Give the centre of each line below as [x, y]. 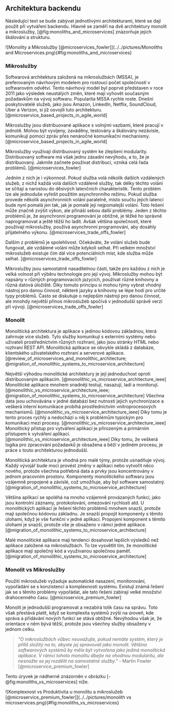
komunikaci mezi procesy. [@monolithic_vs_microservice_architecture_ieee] [86, 423]
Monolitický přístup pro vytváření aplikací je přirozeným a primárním [77, 429]
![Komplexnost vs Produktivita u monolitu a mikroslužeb [64, 691]
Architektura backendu [43, 8]
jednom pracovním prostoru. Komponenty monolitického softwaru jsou [80, 476]
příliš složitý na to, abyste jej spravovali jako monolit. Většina [82, 644]
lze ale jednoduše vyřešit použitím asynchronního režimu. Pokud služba [81, 194]
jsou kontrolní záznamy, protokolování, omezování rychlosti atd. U [75, 503]
